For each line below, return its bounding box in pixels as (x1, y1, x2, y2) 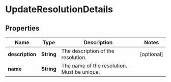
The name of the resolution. (61, 62, 127, 69)
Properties (5, 24, 40, 33)
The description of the (61, 47, 115, 54)
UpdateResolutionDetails (5, 4, 113, 15)
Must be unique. (61, 69, 100, 75)
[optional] (139, 51, 163, 58)
